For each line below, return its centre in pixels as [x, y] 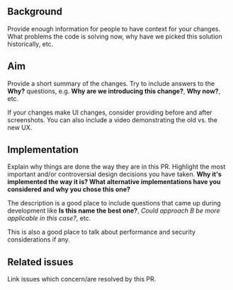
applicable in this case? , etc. [49, 218]
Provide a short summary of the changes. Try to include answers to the [111, 83]
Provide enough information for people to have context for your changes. [114, 28]
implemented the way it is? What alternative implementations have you [114, 182]
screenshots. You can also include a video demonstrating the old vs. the [113, 119]
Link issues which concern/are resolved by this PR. [82, 279]
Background [35, 12]
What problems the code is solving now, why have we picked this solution [115, 36]
